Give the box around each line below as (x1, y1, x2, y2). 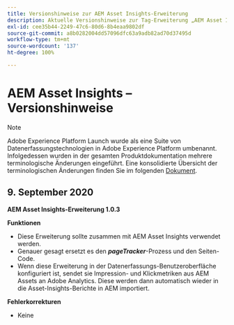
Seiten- (198, 247, 219, 255)
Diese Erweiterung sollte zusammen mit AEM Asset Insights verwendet (17, 232, 221, 241)
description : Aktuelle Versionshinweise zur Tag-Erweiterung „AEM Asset (7, 17, 223, 24)
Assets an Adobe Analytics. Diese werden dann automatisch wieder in (17, 276, 219, 285)
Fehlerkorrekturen (7, 297, 61, 305)
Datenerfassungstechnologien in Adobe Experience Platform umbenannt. (7, 144, 217, 152)
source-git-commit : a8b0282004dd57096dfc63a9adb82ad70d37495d (7, 29, 192, 37)
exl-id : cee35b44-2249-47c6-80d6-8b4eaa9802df (7, 23, 145, 30)
